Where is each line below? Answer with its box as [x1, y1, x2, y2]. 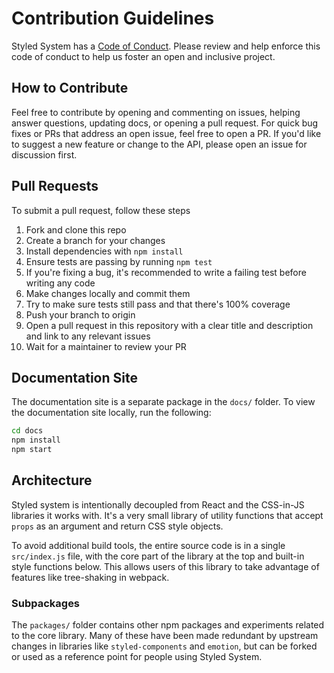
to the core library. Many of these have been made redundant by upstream [11, 630, 319, 642]
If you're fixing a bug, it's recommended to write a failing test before [25, 266, 307, 278]
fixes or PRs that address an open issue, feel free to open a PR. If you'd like [11, 127, 322, 139]
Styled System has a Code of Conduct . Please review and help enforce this [11, 40, 321, 52]
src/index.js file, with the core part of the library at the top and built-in [11, 550, 305, 562]
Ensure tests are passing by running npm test [25, 255, 213, 267]
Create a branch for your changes [25, 234, 166, 246]
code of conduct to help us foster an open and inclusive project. [11, 50, 276, 62]
